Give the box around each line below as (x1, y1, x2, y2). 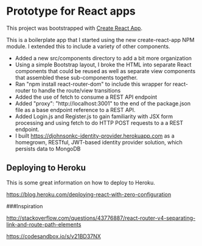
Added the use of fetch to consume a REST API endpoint (15, 93, 158, 100)
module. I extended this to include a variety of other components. (6, 43, 170, 50)
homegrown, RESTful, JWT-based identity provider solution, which (15, 138, 183, 146)
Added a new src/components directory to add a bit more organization (15, 54, 192, 61)
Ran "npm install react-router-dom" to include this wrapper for (15, 80, 172, 88)
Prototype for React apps (6, 4, 136, 18)
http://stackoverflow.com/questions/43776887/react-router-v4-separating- (6, 214, 196, 222)
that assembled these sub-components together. (15, 74, 138, 81)
